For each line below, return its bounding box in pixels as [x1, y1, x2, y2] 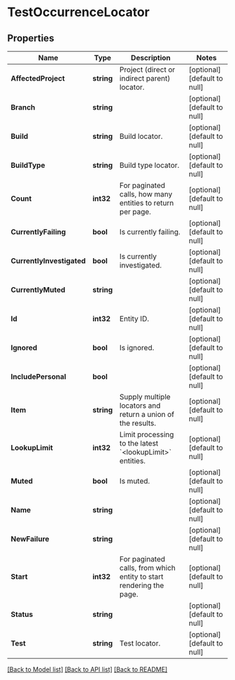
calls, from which [119, 563, 176, 573]
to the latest [119, 439, 159, 448]
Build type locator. [119, 161, 180, 170]
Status [10, 610, 34, 619]
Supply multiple [119, 392, 171, 401]
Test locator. [119, 639, 161, 648]
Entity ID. [119, 314, 149, 324]
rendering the [119, 580, 164, 590]
